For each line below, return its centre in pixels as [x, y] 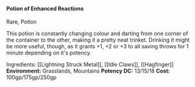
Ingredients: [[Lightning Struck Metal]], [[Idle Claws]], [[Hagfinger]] [90, 65]
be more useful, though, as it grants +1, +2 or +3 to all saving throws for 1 [97, 47]
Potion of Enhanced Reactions [45, 8]
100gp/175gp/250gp [31, 77]
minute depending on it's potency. [49, 53]
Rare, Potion [21, 22]
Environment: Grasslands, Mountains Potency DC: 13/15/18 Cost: [88, 71]
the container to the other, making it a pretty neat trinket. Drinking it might [98, 40]
